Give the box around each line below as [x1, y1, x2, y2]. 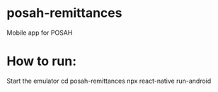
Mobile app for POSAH [6, 28, 73, 37]
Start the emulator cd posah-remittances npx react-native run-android [6, 76, 212, 85]
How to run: [6, 53, 77, 69]
